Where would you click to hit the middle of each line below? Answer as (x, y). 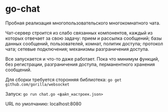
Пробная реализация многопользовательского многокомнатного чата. (83, 23)
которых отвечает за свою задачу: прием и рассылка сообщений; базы (83, 38)
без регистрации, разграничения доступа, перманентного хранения (80, 64)
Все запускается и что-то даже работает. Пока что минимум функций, (82, 59)
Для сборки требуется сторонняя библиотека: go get (63, 79)
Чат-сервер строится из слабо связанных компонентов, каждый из (79, 33)
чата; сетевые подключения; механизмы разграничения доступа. (77, 49)
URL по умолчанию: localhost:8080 (43, 104)
